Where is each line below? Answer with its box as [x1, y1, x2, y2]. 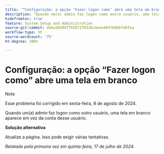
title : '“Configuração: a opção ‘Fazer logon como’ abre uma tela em [5, 7, 150, 12]
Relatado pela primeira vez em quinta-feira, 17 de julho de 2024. [5, 143, 135, 149]
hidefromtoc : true [5, 16, 42, 21]
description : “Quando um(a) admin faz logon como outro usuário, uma [5, 12, 150, 17]
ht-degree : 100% [5, 39, 38, 44]
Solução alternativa [5, 124, 46, 130]
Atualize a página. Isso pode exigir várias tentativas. [5, 134, 110, 140]
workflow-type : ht [5, 30, 42, 35]
